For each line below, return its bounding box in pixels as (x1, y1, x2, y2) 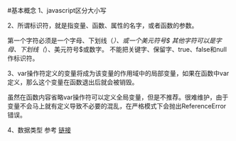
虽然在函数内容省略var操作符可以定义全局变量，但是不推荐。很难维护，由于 (7, 93, 229, 101)
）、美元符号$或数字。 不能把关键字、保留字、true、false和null (45, 45, 227, 53)
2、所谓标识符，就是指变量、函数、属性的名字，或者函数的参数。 (7, 21, 198, 30)
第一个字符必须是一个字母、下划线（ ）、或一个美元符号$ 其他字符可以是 (7, 36, 215, 45)
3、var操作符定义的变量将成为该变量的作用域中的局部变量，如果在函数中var (7, 69, 230, 77)
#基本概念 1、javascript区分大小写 (7, 6, 107, 14)
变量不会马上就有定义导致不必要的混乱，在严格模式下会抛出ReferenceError (7, 102, 227, 110)
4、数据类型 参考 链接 (7, 126, 71, 134)
